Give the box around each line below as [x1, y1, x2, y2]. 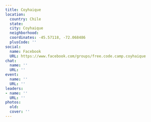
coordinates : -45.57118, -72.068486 [9, 35, 86, 40]
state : [9, 21, 23, 26]
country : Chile [9, 16, 41, 21]
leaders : [5, 86, 23, 91]
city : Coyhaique [9, 26, 43, 31]
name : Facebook [9, 49, 41, 54]
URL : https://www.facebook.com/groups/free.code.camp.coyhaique [9, 53, 146, 59]
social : [5, 44, 21, 49]
